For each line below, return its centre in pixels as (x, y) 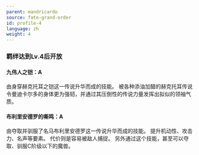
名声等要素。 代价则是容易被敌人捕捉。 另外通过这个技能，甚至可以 (100, 139)
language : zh (23, 29)
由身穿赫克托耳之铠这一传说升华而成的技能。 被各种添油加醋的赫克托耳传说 (99, 87)
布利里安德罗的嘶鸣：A (35, 116)
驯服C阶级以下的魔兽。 (45, 146)
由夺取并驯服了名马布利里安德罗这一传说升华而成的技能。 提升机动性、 (94, 131)
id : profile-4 (24, 23)
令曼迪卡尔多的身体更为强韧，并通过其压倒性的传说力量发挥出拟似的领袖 (96, 94)
